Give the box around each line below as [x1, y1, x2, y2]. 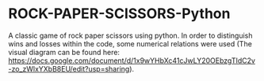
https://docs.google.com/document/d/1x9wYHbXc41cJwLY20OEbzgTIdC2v [8, 56, 256, 65]
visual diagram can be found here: [8, 47, 121, 57]
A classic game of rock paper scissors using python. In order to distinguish [8, 31, 253, 40]
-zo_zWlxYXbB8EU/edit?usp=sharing [8, 64, 130, 73]
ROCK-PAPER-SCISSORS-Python [8, 5, 231, 23]
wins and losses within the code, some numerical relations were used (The [8, 39, 252, 48]
